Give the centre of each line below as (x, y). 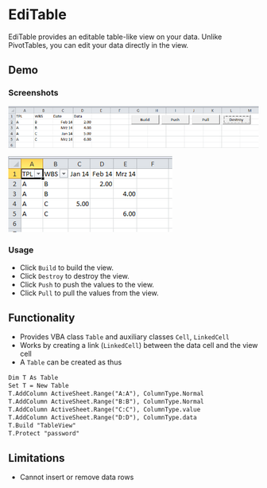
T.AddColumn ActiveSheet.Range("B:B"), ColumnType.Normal (106, 402)
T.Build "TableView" (43, 426)
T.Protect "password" (44, 434)
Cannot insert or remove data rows (77, 477)
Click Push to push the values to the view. (87, 284)
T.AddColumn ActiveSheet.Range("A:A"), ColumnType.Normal (106, 394)
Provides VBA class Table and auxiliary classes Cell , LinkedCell (124, 337)
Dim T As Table (33, 378)
